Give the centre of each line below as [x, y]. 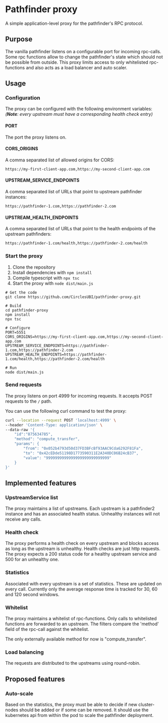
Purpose [19, 39]
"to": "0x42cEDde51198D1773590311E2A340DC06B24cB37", [81, 453]
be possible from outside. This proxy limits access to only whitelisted [77, 62]
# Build [13, 306]
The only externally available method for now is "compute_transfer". [76, 639]
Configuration [23, 98]
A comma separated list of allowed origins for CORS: [60, 160]
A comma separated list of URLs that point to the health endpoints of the [80, 229]
